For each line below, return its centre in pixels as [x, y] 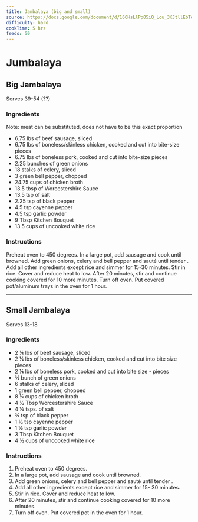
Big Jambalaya [34, 84]
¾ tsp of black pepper [42, 415]
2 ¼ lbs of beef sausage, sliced [52, 352]
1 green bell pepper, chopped [50, 390]
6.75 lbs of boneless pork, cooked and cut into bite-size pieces [91, 157]
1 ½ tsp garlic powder [41, 428]
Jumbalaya [34, 63]
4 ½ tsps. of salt [34, 409]
